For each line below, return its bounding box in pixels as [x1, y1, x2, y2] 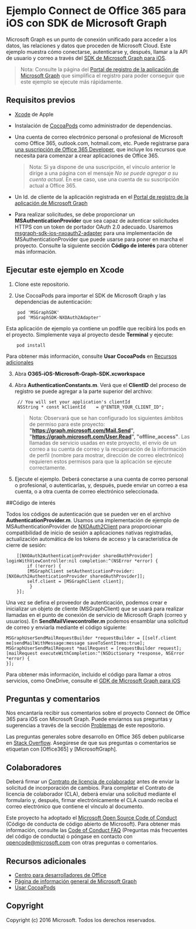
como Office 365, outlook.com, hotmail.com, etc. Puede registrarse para [14, 139, 189, 147]
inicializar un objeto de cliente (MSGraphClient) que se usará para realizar [6, 605, 184, 612]
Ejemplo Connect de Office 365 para [6, 4, 186, 18]
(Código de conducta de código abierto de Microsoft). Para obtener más [6, 820, 181, 828]
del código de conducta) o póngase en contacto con [6, 833, 133, 840]
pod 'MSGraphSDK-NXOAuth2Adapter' [17, 315, 102, 320]
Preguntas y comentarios [6, 694, 101, 704]
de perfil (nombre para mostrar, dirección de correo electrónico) [29, 451, 184, 458]
